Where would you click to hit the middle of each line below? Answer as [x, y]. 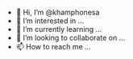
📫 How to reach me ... [53, 47]
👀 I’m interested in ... [50, 21]
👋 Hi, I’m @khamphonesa [58, 12]
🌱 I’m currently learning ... [59, 29]
